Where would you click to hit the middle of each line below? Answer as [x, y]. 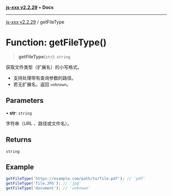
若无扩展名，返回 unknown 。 [42, 84]
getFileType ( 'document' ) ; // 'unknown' [48, 188]
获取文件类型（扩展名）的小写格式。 [44, 67]
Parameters [25, 101]
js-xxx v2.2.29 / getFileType [35, 22]
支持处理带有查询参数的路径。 [44, 78]
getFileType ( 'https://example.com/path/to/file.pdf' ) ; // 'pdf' [76, 179]
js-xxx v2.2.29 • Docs [30, 7]
